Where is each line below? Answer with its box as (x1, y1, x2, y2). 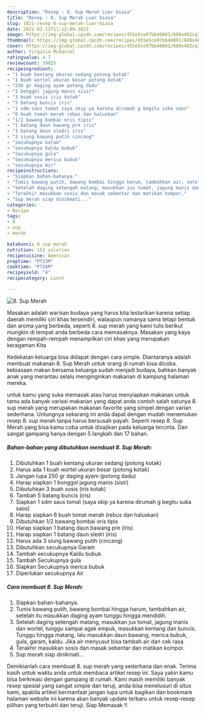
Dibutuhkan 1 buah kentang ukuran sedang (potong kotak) (15, 459, 162, 467)
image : (7, 32, 24, 38)
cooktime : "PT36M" (7, 264, 54, 270)
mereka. (7, 379, 28, 386)
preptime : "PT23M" (7, 258, 54, 264)
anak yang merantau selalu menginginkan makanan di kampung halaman (7, 373, 190, 380)
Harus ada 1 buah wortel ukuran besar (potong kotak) (15, 465, 150, 473)
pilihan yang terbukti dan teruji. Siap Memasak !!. (7, 701, 130, 708)
